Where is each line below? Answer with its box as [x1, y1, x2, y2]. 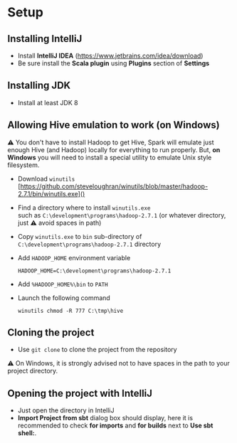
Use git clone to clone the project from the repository [17, 346, 177, 354]
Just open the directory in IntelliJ [17, 406, 115, 415]
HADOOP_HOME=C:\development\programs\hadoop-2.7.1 [17, 267, 172, 274]
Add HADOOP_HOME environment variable [17, 253, 131, 262]
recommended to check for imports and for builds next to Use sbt [17, 421, 214, 430]
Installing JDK [7, 80, 71, 92]
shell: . [17, 429, 37, 437]
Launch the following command [17, 293, 110, 302]
